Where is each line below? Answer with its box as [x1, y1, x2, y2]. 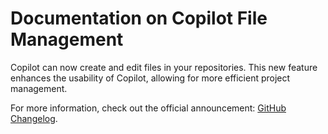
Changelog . [10, 112, 58, 124]
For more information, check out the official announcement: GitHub [10, 102, 287, 114]
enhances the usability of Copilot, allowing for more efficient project [10, 72, 291, 84]
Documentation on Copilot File [10, 7, 268, 30]
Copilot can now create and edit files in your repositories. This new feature [10, 61, 318, 73]
